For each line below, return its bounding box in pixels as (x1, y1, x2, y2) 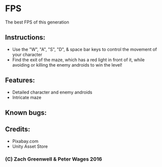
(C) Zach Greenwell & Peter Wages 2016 (5, 155, 102, 162)
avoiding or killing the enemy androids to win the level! (12, 62, 123, 68)
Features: (5, 76, 35, 85)
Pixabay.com (12, 138, 38, 144)
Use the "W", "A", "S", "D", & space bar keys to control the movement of (12, 46, 157, 52)
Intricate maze (12, 94, 42, 100)
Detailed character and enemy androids (12, 89, 92, 95)
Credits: (5, 125, 30, 134)
